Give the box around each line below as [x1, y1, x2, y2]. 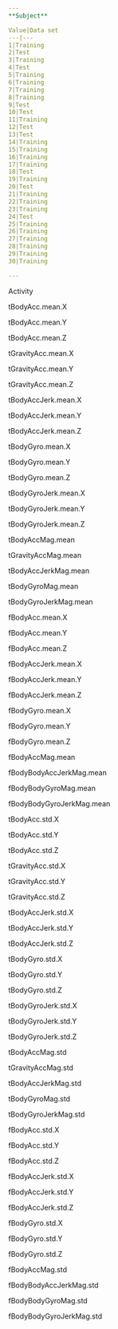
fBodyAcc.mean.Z [8, 643, 68, 653]
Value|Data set [8, 26, 59, 34]
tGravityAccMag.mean [8, 550, 82, 559]
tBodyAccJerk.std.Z [8, 939, 73, 948]
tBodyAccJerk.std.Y [8, 923, 74, 932]
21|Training [8, 190, 48, 198]
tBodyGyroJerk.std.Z [8, 1032, 77, 1041]
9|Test [8, 101, 30, 109]
